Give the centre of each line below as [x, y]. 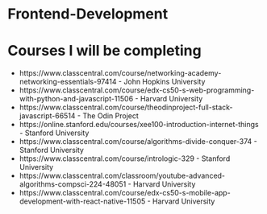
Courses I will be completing [105, 51]
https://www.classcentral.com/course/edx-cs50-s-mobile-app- [125, 193]
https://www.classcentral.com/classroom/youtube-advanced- [122, 176]
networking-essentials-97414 [68, 82]
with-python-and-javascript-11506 [76, 99]
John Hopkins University [165, 82]
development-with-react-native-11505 [82, 201]
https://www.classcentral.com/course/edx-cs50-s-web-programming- [137, 90]
